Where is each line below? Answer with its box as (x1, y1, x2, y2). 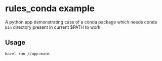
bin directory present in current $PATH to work (5, 24, 101, 30)
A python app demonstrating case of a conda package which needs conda (5, 19, 157, 25)
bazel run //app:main (5, 51, 50, 56)
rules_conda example (5, 3, 95, 14)
